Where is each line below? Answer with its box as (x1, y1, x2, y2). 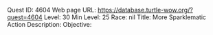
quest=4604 (7, 13, 43, 21)
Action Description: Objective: (7, 21, 92, 28)
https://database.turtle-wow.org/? (97, 6, 194, 14)
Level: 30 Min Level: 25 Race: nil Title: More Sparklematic (43, 13, 207, 21)
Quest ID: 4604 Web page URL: (7, 6, 96, 14)
